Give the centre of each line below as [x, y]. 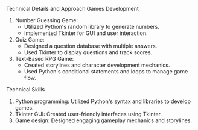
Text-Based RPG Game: [44, 59]
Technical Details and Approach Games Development [72, 9]
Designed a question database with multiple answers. [91, 46]
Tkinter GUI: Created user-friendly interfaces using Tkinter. [88, 114]
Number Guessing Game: [46, 20]
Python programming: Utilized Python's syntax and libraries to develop [103, 101]
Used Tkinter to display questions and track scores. [88, 52]
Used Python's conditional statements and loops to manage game [106, 71]
